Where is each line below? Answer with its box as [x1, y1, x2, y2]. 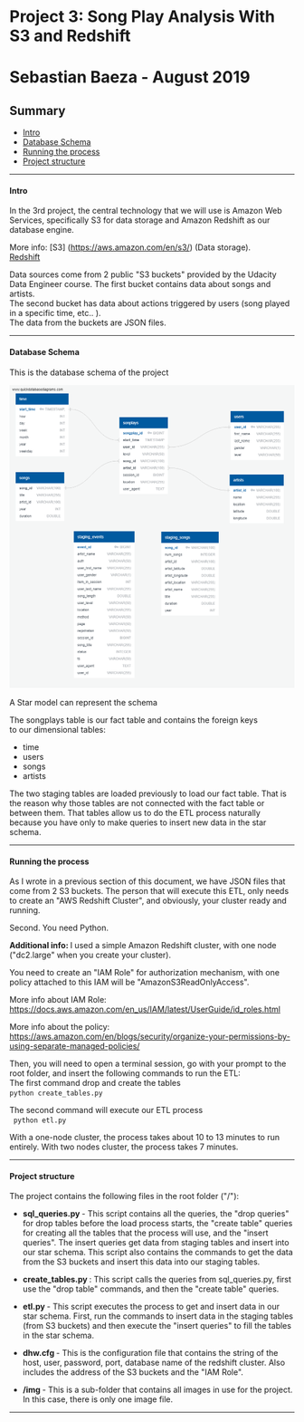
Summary [9, 102, 66, 119]
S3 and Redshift [9, 25, 131, 46]
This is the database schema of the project [9, 367, 169, 378]
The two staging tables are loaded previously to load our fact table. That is [9, 788, 287, 799]
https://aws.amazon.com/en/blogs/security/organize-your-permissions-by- [9, 1031, 291, 1042]
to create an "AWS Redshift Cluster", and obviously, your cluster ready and [9, 895, 287, 907]
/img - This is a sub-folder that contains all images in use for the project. [22, 1384, 293, 1396]
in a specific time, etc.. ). [9, 308, 101, 319]
